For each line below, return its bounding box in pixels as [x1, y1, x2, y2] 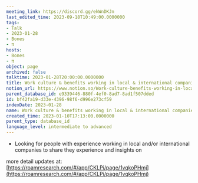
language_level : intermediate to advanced [6, 124, 112, 130]
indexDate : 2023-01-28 [6, 102, 62, 108]
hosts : [6, 47, 22, 53]
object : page [6, 63, 38, 70]
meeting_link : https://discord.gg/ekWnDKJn [6, 8, 115, 15]
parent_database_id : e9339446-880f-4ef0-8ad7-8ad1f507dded [6, 91, 154, 97]
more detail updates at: [6, 158, 62, 165]
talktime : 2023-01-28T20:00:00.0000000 [6, 74, 104, 80]
